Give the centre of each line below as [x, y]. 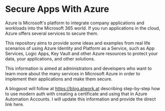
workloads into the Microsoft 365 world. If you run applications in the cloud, [83, 28]
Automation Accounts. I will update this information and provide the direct [81, 99]
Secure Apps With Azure [57, 9]
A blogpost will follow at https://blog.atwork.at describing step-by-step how [83, 88]
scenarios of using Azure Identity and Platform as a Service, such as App [80, 48]
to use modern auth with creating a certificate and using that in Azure [76, 94]
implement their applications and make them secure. [59, 79]
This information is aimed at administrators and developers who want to [79, 68]
